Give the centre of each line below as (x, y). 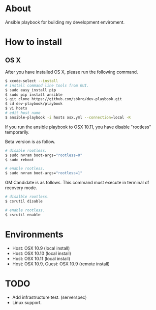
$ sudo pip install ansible (34, 95)
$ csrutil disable (24, 201)
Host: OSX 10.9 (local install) (41, 248)
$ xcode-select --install (31, 81)
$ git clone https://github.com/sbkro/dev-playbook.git (63, 99)
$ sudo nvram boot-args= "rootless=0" (44, 155)
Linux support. (27, 302)
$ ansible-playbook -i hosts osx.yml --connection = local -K (68, 117)
